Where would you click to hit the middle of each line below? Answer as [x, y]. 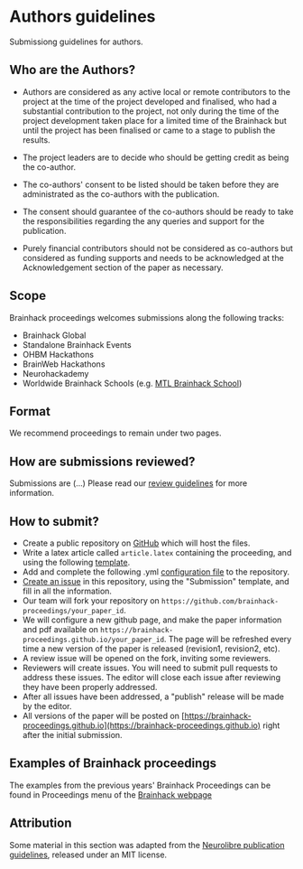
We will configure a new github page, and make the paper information [152, 620]
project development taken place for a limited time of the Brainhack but [154, 120]
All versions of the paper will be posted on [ [103, 716]
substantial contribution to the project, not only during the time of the [151, 111]
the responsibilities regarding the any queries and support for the [143, 221]
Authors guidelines [83, 17]
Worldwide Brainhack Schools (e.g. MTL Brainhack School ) [132, 383]
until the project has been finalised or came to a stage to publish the [149, 130]
